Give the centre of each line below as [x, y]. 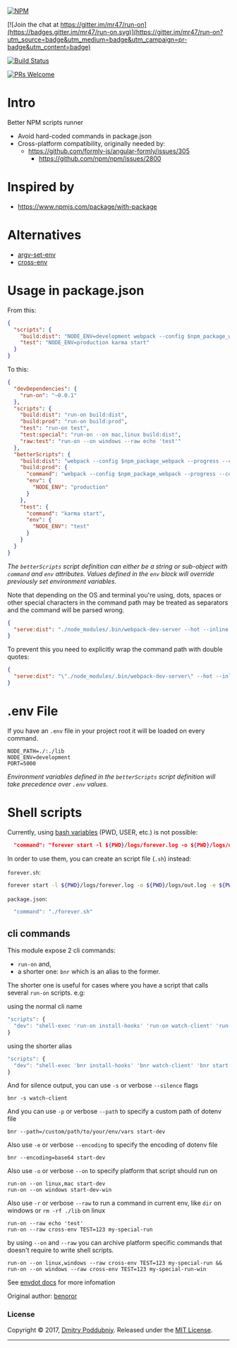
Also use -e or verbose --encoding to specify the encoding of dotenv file [113, 1145]
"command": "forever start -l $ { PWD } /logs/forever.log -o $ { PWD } [112, 845]
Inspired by [41, 187]
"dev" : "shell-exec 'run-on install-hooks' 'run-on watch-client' [113, 1026]
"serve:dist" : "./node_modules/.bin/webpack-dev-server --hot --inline [121, 629]
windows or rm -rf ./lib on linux [56, 1210]
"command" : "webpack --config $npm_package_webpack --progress [121, 474]
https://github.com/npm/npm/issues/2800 [100, 158]
